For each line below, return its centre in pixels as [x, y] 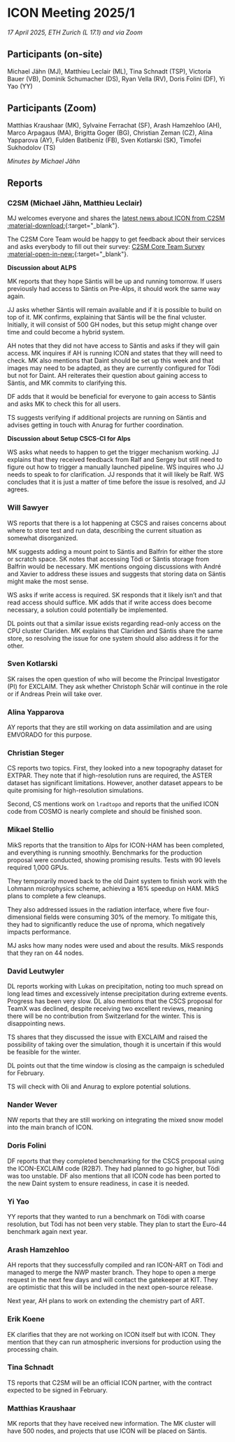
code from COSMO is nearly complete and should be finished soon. [105, 812]
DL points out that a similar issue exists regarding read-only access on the [114, 623]
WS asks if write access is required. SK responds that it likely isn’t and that [115, 594]
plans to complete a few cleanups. [57, 896]
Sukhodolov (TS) [31, 147]
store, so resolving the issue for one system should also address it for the [113, 638]
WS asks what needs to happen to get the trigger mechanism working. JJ [113, 452]
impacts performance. [39, 932]
